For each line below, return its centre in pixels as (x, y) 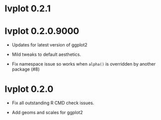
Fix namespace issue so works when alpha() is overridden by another (84, 64)
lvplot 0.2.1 (28, 9)
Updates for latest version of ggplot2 (49, 45)
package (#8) (26, 69)
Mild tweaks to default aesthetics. (46, 54)
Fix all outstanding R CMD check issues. (53, 103)
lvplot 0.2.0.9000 (42, 31)
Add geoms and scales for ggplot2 (47, 113)
